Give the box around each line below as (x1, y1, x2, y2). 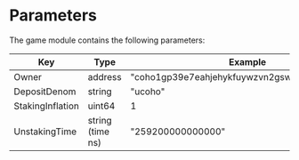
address (87, 70, 122, 83)
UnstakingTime (13, 125, 77, 138)
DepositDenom (13, 85, 77, 98)
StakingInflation (13, 100, 80, 112)
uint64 (87, 100, 116, 112)
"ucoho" (130, 85, 166, 98)
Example (228, 55, 267, 68)
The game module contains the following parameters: (9, 35, 206, 45)
